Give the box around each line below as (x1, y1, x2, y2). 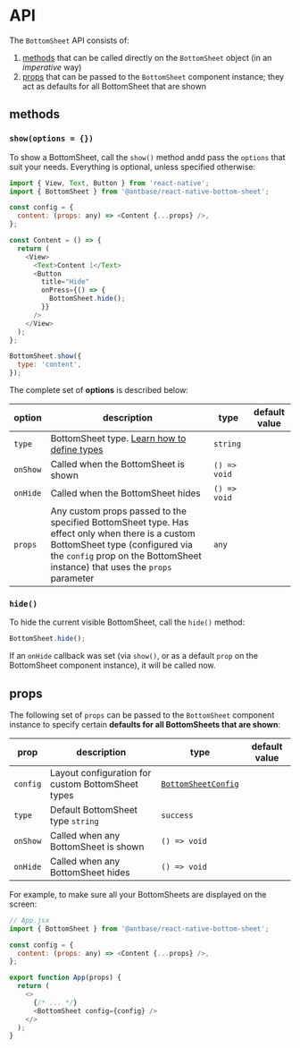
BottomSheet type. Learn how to (50, 432, 187, 444)
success (161, 810, 194, 820)
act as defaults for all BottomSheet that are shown (21, 81, 207, 91)
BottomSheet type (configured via (50, 539, 194, 550)
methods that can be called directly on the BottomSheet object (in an (21, 52, 272, 63)
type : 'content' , (17, 360, 82, 370)
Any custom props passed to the (50, 505, 187, 517)
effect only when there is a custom (50, 527, 196, 540)
